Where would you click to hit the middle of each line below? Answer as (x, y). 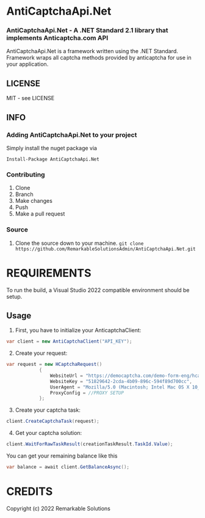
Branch (24, 194)
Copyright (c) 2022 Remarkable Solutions (59, 508)
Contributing (26, 174)
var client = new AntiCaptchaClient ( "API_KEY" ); (69, 341)
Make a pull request (40, 214)
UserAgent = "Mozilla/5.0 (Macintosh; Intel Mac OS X (120, 387)
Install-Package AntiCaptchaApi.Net (53, 159)
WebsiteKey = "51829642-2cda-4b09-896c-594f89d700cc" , (121, 381)
